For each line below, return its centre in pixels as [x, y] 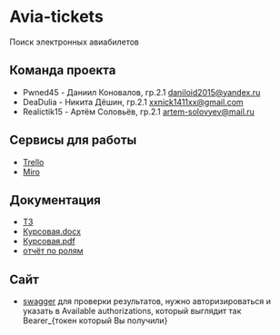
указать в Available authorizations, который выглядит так [132, 311]
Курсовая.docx [52, 232]
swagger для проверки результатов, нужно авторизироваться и [146, 301]
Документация [55, 200]
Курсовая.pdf [49, 241]
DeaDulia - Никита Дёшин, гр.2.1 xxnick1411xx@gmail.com [133, 102]
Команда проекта [63, 70]
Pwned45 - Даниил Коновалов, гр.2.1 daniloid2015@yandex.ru [141, 92]
